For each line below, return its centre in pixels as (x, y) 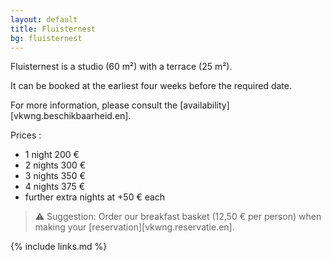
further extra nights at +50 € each (95, 197)
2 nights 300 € (55, 165)
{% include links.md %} (59, 247)
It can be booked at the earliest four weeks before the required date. (151, 86)
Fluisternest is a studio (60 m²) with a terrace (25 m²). (121, 67)
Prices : (26, 135)
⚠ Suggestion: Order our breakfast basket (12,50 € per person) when (178, 217)
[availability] (204, 105)
